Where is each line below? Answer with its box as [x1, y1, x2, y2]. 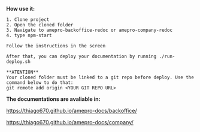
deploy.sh [6, 59, 31, 65]
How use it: [6, 5, 35, 12]
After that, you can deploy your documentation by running [6, 53, 157, 59]
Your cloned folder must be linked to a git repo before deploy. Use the [6, 74, 195, 80]
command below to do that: [6, 80, 74, 86]
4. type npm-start [6, 32, 52, 38]
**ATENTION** [6, 69, 39, 75]
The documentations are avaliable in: [6, 95, 101, 103]
